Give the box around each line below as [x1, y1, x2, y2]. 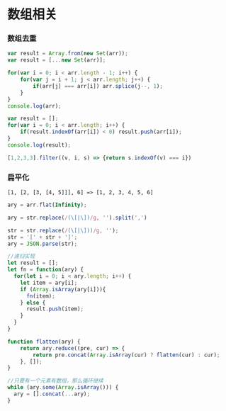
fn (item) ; [26, 292, 55, 300]
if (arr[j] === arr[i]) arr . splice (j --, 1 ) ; [33, 82, 163, 89]
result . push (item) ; [26, 305, 84, 313]
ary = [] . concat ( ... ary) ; [13, 390, 91, 398]
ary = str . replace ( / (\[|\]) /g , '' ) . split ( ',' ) [7, 214, 147, 221]
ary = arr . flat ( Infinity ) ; [7, 201, 87, 209]
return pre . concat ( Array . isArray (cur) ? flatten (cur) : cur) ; [33, 351, 220, 359]
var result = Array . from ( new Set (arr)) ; [7, 50, 129, 57]
